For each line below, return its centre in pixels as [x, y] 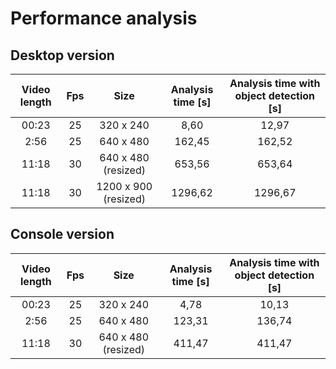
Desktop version [62, 55]
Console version [62, 234]
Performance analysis [104, 18]
